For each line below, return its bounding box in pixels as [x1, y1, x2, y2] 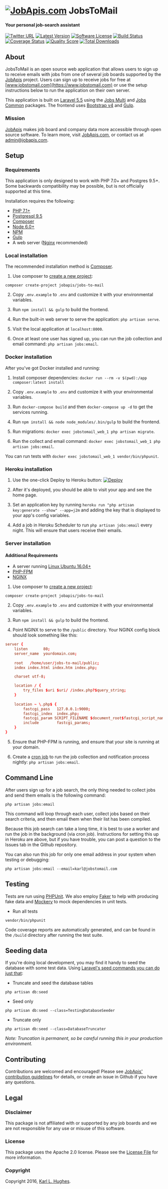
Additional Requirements [5, 552, 58, 558]
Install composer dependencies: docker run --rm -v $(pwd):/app [12, 374, 147, 380]
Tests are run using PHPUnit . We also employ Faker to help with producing [5, 893, 158, 899]
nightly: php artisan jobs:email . [12, 759, 80, 765]
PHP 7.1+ [12, 208, 30, 214]
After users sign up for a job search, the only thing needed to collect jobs [5, 787, 156, 793]
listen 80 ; [14, 647, 50, 652]
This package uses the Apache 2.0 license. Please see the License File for [5, 1149, 158, 1155]
